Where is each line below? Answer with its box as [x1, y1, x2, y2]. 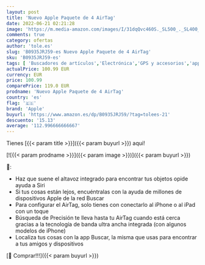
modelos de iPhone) [15, 227, 66, 234]
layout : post [6, 9, 40, 15]
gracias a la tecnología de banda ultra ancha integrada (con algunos [15, 221, 187, 228]
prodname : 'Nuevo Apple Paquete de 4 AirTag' [6, 89, 124, 95]
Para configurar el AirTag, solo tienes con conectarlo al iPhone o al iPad [15, 201, 196, 209]
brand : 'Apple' [6, 105, 45, 112]
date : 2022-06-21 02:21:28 [6, 20, 75, 26]
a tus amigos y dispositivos [15, 240, 84, 248]
